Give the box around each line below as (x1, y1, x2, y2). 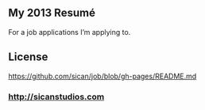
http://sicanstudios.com (8, 91, 105, 102)
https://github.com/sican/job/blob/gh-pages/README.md (8, 71, 197, 81)
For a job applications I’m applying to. (8, 27, 131, 36)
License (8, 51, 48, 64)
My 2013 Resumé (8, 6, 95, 20)
